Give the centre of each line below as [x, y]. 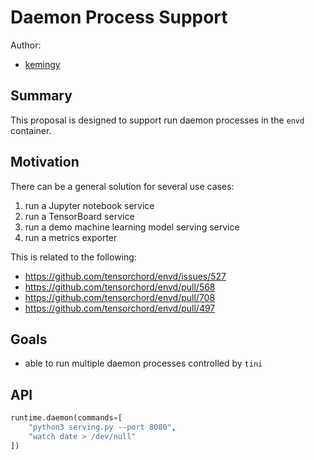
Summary [41, 96]
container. [31, 130]
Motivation [45, 162]
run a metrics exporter [71, 237]
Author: [26, 45]
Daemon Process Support [119, 17]
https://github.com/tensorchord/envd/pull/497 [120, 308]
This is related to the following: [73, 257]
